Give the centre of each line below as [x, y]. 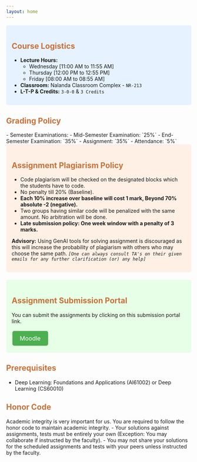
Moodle [30, 338]
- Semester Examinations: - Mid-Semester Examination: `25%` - [83, 135]
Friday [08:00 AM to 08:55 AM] [67, 79]
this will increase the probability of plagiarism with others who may [92, 247]
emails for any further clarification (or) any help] [79, 259]
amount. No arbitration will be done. [64, 217]
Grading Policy [34, 121]
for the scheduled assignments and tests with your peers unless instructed [96, 446]
